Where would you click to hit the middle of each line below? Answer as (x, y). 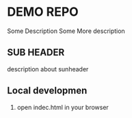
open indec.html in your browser (63, 107)
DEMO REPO (43, 12)
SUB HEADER (36, 52)
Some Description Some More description (66, 31)
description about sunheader (48, 69)
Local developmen (47, 91)
